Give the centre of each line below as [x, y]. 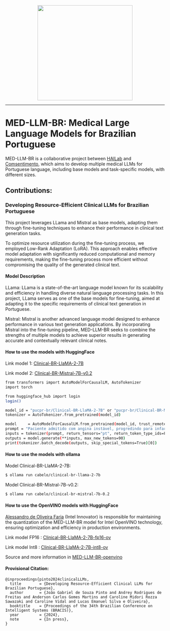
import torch [19, 387]
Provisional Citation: [27, 569]
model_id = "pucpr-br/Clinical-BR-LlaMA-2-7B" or [59, 410]
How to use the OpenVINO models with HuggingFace [62, 505]
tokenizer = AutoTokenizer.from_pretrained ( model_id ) [63, 415]
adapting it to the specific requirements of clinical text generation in [76, 303]
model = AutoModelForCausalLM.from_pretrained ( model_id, [71, 424]
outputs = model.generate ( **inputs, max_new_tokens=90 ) [65, 438]
